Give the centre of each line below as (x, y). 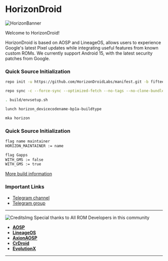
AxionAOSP (25, 238)
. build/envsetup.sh (27, 100)
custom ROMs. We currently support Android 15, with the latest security (79, 53)
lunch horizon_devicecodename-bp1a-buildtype (53, 109)
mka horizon (17, 118)
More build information (29, 174)
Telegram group (29, 203)
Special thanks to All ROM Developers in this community (92, 217)
